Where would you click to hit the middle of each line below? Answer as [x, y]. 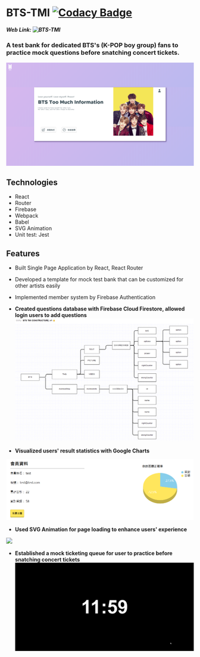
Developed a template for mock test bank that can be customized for [99, 280]
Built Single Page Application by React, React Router [79, 268]
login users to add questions [51, 315]
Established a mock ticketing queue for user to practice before [93, 553]
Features [23, 253]
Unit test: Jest [32, 235]
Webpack [26, 216]
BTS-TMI [28, 13]
